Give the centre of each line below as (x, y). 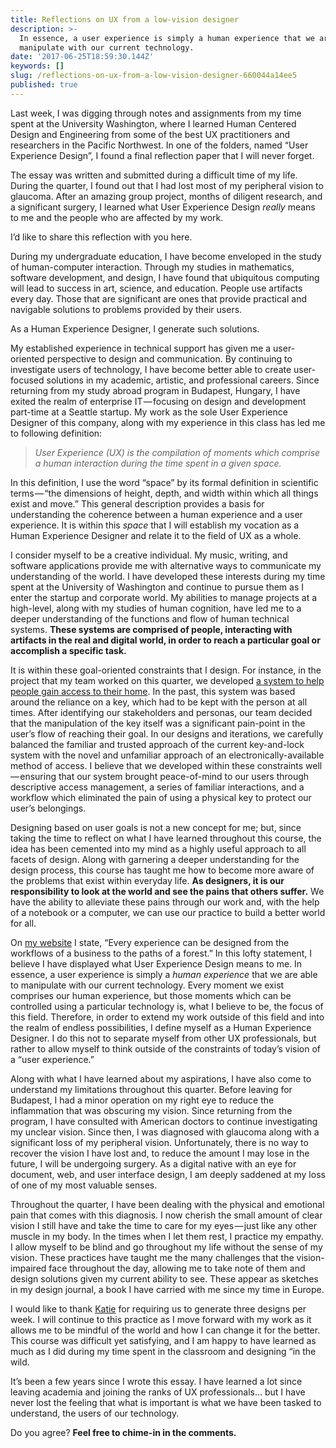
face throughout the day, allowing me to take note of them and (177, 1268)
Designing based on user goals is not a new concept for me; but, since (156, 827)
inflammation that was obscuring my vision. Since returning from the (151, 1110)
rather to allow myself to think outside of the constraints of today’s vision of (166, 1048)
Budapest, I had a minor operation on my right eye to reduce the (142, 1100)
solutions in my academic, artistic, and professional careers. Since (183, 380)
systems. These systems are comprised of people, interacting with (151, 629)
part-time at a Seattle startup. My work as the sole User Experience (149, 412)
